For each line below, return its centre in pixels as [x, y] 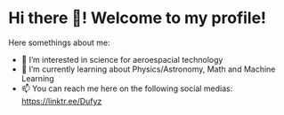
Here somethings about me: [59, 42]
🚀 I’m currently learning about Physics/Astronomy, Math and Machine [148, 69]
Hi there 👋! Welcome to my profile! [138, 18]
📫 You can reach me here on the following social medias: [127, 88]
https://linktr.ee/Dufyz [61, 101]
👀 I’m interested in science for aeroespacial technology [122, 59]
